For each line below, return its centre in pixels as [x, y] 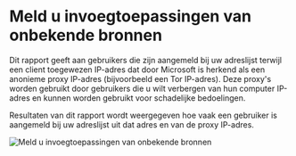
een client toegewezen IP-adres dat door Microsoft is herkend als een [137, 70]
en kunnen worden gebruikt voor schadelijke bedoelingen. [139, 98]
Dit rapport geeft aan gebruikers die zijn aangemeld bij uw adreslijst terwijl [146, 60]
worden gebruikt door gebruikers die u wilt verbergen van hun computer [142, 88]
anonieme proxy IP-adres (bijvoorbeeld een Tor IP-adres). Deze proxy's [140, 78]
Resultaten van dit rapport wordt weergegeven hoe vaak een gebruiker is [144, 115]
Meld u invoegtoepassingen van [131, 16]
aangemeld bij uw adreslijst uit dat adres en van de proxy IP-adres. [132, 124]
